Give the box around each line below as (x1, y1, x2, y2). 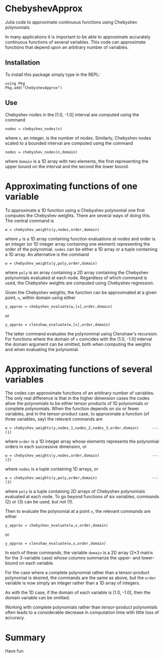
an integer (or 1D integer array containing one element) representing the (5, 241, 150, 247)
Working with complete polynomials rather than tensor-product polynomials (5, 604, 158, 610)
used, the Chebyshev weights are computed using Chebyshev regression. (5, 280, 154, 286)
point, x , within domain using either (5, 295, 76, 301)
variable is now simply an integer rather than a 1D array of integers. (5, 580, 141, 586)
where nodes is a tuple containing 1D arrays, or (5, 466, 99, 472)
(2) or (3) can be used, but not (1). (5, 499, 73, 505)
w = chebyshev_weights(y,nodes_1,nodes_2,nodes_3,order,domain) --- (5, 426, 159, 430)
